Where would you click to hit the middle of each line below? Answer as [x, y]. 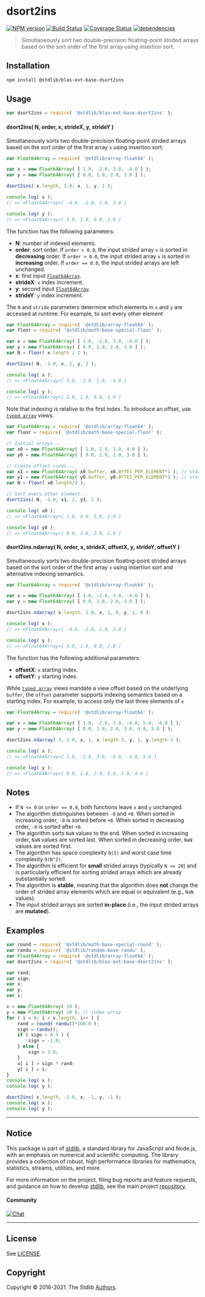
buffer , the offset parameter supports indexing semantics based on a [95, 694]
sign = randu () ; [38, 1030]
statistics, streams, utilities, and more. [54, 1168]
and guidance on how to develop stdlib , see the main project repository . [97, 1186]
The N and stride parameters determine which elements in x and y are [95, 307]
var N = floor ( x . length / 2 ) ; [47, 353]
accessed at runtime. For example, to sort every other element [85, 313]
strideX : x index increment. [49, 282]
